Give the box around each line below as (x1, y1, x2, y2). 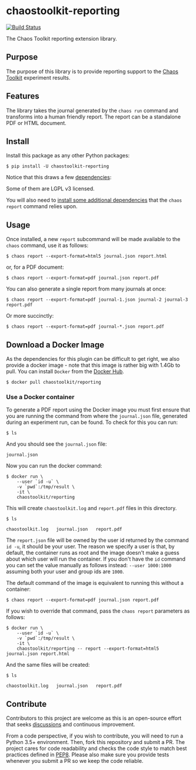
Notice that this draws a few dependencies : (6, 174, 112, 181)
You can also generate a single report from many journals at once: (6, 285, 167, 292)
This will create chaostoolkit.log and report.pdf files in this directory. (6, 505, 177, 512)
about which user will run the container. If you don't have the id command (6, 555, 186, 562)
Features (6, 91, 39, 101)
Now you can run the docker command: (6, 462, 102, 469)
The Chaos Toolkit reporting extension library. (6, 35, 117, 42)
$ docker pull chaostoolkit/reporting (6, 379, 101, 385)
